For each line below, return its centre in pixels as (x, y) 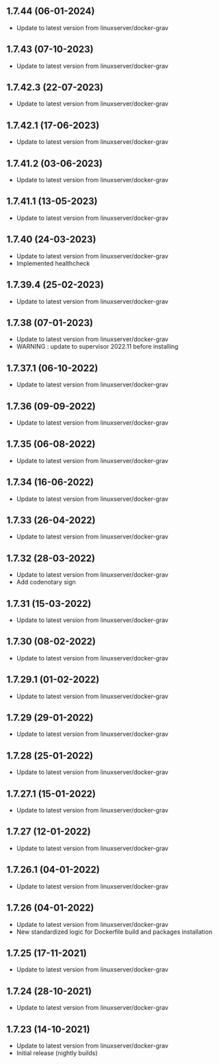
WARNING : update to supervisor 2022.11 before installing (97, 347)
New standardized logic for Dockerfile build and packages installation (114, 932)
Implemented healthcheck (53, 263)
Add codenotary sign (46, 582)
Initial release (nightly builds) (57, 1053)
